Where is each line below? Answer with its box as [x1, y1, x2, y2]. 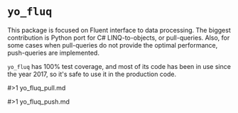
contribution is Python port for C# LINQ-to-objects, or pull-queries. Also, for [7, 33, 230, 42]
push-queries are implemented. [7, 48, 99, 57]
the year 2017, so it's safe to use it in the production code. [7, 70, 177, 78]
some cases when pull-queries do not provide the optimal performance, [7, 41, 218, 49]
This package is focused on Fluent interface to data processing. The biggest [7, 26, 231, 34]
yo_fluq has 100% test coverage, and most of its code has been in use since [7, 62, 231, 70]
